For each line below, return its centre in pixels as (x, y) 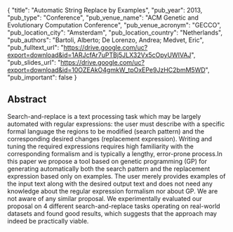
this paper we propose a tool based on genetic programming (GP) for (107, 161)
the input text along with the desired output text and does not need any (110, 183)
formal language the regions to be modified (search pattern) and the (106, 131)
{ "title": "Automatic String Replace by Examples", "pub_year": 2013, (105, 10)
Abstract (27, 99)
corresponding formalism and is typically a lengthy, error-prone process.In (115, 153)
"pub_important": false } (42, 77)
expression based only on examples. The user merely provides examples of (116, 176)
